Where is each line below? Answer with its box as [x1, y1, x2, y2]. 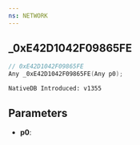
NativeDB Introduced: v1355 [8, 85, 102, 93]
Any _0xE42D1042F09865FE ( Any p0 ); [8, 70, 124, 79]
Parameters [8, 106, 68, 120]
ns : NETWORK [8, 11, 48, 20]
